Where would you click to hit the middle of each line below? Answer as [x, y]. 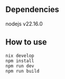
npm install [20, 61]
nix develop [20, 56]
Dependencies [32, 10]
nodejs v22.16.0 [24, 23]
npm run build [23, 71]
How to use [26, 42]
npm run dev [20, 66]
